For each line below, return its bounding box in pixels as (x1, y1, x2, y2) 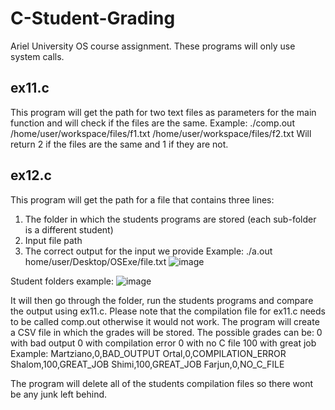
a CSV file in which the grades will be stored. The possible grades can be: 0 (10, 326, 323, 338)
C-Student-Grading (10, 7, 176, 30)
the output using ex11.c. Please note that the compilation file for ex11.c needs (10, 305, 326, 317)
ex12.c (10, 167, 52, 184)
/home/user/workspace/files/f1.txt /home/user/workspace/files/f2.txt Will (10, 127, 312, 139)
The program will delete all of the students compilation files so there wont (10, 377, 314, 389)
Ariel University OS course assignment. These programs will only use (10, 40, 296, 52)
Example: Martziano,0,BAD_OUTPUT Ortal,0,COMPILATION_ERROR (10, 347, 287, 359)
